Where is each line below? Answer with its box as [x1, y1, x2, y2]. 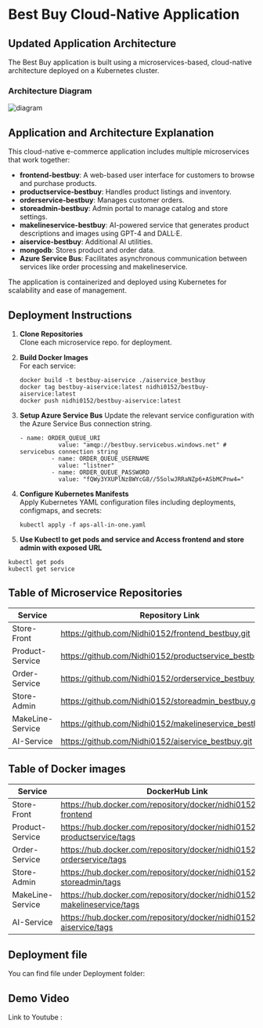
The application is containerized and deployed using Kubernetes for [8, 277, 227, 287]
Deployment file [8, 948, 88, 961]
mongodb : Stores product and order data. [19, 246, 155, 255]
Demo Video [8, 991, 70, 1005]
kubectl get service [8, 565, 76, 573]
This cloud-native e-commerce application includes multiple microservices [8, 147, 250, 156]
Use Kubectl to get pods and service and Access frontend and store [19, 534, 245, 544]
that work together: [8, 155, 70, 165]
